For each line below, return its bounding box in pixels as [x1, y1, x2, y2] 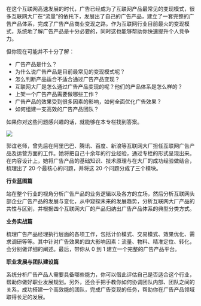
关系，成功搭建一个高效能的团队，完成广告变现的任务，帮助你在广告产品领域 [6, 286, 195, 293]
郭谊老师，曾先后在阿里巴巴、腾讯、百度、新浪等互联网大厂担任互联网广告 [6, 143, 190, 149]
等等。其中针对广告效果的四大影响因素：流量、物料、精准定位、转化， [22, 238, 195, 245]
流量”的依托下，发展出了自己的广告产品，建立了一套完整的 [45, 13, 190, 20]
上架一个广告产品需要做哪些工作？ [14, 90, 99, 98]
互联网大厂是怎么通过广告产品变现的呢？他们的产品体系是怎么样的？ [14, 83, 183, 90]
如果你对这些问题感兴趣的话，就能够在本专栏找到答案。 [6, 119, 142, 125]
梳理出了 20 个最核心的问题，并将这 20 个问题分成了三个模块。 [6, 165, 162, 172]
